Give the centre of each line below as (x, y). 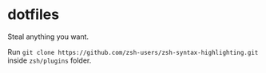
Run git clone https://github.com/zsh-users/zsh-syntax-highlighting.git (133, 52)
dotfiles (34, 15)
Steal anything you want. (48, 36)
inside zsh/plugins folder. (50, 60)
